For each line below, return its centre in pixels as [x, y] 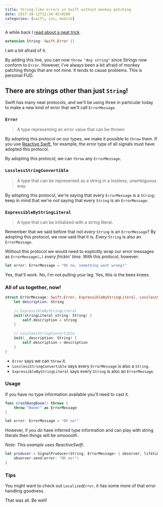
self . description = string [50, 320]
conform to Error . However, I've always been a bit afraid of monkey [73, 65]
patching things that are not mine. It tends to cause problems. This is [73, 70]
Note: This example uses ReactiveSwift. [45, 445]
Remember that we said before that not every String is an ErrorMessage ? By [81, 232]
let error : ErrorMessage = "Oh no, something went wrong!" [66, 265]
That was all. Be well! [26, 500]
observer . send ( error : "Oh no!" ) [46, 458]
